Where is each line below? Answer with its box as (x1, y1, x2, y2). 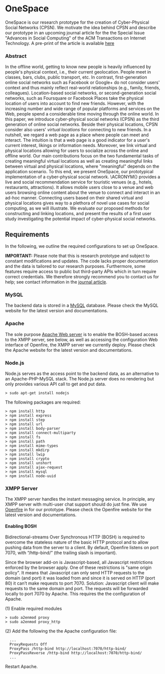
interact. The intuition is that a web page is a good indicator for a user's (5, 137, 150, 143)
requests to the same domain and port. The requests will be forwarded (5, 586, 149, 592)
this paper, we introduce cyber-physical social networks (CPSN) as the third (5, 116, 159, 122)
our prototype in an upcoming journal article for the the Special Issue (5, 30, 145, 36)
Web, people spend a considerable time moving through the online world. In (5, 111, 159, 117)
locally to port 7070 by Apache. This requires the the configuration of (5, 591, 145, 597)
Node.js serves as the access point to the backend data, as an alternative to (5, 371, 159, 376)
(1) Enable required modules (5, 605, 63, 612)
